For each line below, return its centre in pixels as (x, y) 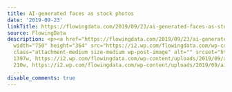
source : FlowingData (37, 33)
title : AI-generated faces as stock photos (71, 13)
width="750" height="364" (51, 46)
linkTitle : (23, 26)
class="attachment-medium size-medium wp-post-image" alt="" (103, 53)
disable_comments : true (41, 78)
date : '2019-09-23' (35, 20)
